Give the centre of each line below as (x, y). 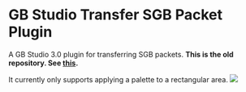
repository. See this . (43, 63)
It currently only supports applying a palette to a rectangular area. (119, 79)
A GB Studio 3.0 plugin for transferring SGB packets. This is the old (121, 54)
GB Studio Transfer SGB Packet (116, 15)
